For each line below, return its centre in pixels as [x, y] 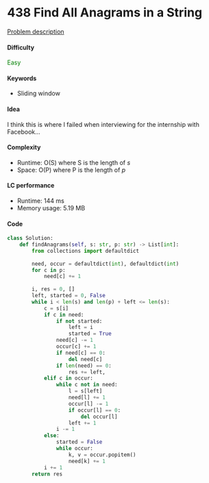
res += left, [87, 372]
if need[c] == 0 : [81, 353]
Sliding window [38, 93]
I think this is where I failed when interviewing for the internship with [103, 124]
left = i [81, 327]
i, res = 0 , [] [53, 289]
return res [47, 474]
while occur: [75, 449]
